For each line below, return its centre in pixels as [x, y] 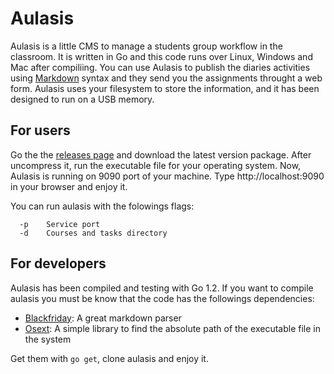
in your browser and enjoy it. [69, 186]
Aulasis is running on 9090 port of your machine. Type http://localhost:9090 [167, 176]
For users [40, 130]
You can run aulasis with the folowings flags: [102, 206]
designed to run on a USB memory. [82, 99]
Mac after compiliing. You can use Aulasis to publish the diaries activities [160, 67]
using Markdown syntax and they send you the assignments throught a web [166, 78]
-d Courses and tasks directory [93, 233]
